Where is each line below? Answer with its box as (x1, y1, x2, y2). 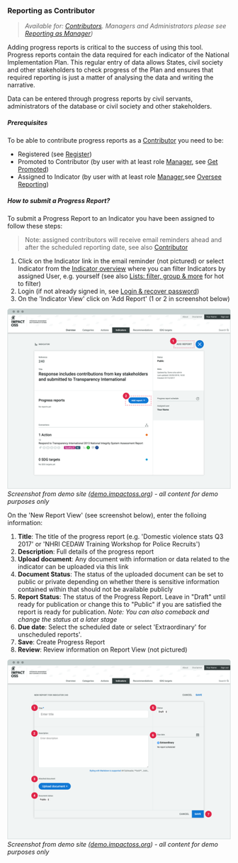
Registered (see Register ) (17, 150, 92, 158)
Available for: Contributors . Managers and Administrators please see (24, 22, 227, 31)
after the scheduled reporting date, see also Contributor (24, 243, 188, 252)
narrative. (7, 81, 35, 89)
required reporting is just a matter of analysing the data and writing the (7, 73, 214, 82)
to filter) (17, 280, 41, 288)
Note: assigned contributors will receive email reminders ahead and (24, 236, 222, 244)
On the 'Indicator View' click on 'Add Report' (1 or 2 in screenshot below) (17, 295, 230, 303)
